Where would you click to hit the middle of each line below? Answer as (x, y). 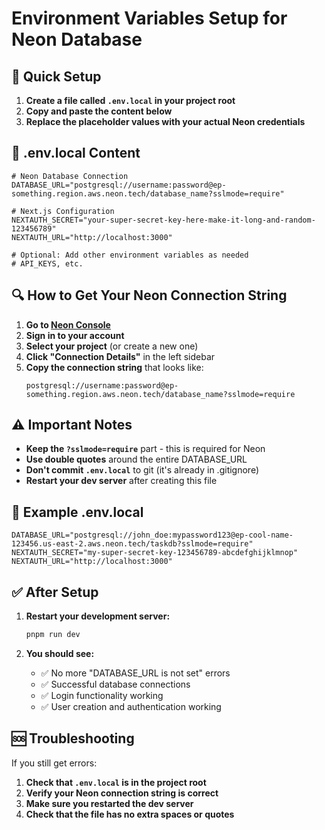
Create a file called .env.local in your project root (130, 100)
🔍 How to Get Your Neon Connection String (149, 295)
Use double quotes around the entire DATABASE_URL (136, 459)
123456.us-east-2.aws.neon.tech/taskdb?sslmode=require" (132, 544)
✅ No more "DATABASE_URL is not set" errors (135, 673)
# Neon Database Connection (70, 176)
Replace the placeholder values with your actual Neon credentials (165, 121)
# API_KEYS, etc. (47, 263)
